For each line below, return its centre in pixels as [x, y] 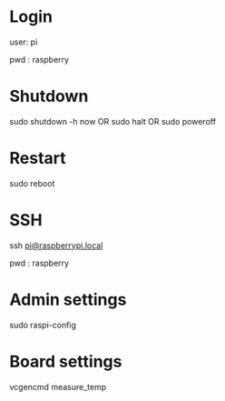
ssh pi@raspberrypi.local [56, 245]
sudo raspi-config [43, 325]
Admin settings [68, 300]
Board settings [66, 361]
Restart [38, 159]
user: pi [24, 42]
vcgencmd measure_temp [58, 386]
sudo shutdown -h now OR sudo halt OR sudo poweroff [112, 121]
